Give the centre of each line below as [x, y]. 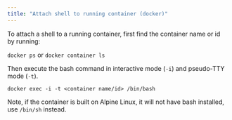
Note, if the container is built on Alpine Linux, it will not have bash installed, [116, 102]
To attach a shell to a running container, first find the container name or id [114, 34]
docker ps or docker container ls [56, 55]
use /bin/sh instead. [37, 109]
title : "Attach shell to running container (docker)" [88, 14]
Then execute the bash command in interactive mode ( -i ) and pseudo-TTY [116, 68]
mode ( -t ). [23, 76]
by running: [24, 41]
